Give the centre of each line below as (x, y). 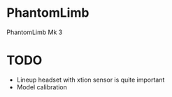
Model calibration (42, 87)
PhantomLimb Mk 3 (35, 32)
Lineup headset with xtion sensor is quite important (91, 80)
